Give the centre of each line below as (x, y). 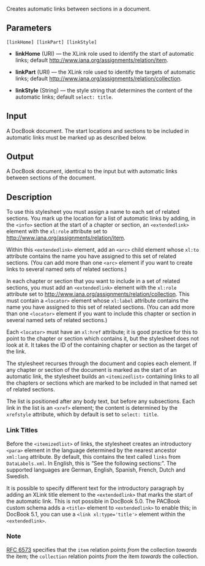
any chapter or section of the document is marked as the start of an (91, 370)
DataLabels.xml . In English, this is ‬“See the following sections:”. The (91, 463)
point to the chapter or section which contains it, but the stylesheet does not (102, 339)
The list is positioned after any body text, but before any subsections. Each (101, 401)
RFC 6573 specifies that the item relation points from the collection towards (102, 549)
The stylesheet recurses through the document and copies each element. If (102, 363)
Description (29, 197)
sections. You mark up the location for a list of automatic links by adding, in (101, 218)
